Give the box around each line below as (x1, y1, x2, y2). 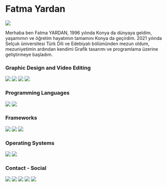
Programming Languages (5, 89, 70, 96)
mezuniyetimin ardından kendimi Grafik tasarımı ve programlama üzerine (5, 46, 158, 52)
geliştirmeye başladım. (5, 51, 53, 57)
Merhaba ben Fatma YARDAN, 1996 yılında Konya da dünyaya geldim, (5, 29, 152, 36)
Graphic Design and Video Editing (5, 64, 91, 71)
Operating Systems (5, 139, 55, 147)
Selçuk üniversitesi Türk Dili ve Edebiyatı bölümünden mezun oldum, (5, 40, 150, 47)
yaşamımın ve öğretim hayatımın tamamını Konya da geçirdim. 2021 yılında (5, 35, 162, 41)
